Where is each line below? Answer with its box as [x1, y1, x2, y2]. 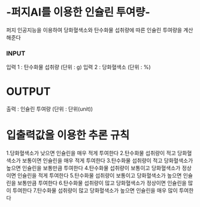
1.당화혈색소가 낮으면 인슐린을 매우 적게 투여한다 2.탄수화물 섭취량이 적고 [6, 150, 177, 157]
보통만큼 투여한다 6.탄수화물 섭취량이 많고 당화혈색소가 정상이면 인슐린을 [17, 179, 187, 187]
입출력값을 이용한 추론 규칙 [6, 129, 130, 142]
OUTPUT [6, 85, 51, 99]
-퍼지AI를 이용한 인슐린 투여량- [6, 5, 150, 19]
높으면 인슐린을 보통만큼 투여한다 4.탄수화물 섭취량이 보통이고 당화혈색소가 [6, 165, 181, 172]
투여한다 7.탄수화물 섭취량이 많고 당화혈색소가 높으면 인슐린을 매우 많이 [12, 187, 178, 194]
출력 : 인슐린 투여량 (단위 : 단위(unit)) [6, 105, 93, 112]
